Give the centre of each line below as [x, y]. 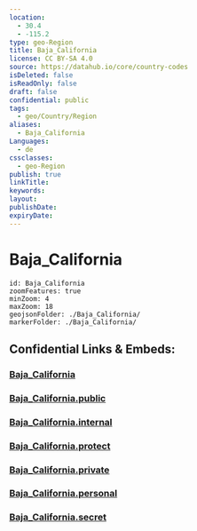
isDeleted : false [41, 75]
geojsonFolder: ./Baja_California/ [75, 314]
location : [28, 17]
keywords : [28, 191]
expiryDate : [31, 215]
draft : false [33, 91]
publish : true [35, 174]
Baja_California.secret [58, 518]
